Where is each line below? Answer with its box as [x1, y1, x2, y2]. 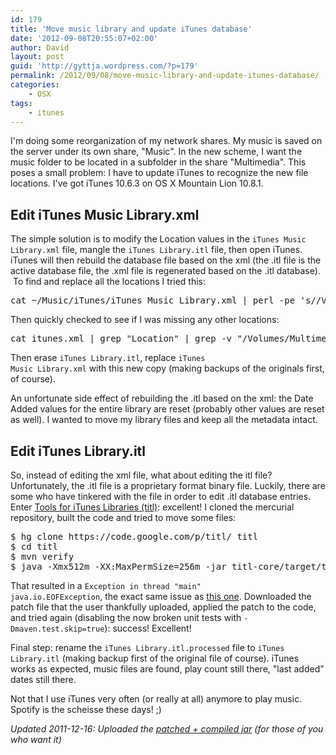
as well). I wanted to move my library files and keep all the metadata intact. [10, 414, 318, 426]
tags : [10, 98, 33, 108]
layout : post [10, 52, 65, 62]
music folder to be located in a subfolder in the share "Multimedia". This [10, 156, 307, 168]
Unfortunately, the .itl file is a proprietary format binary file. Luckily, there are [10, 480, 326, 491]
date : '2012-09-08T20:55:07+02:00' [10, 33, 159, 43]
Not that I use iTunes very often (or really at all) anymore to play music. [10, 693, 303, 705]
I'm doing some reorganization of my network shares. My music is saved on [10, 135, 323, 147]
